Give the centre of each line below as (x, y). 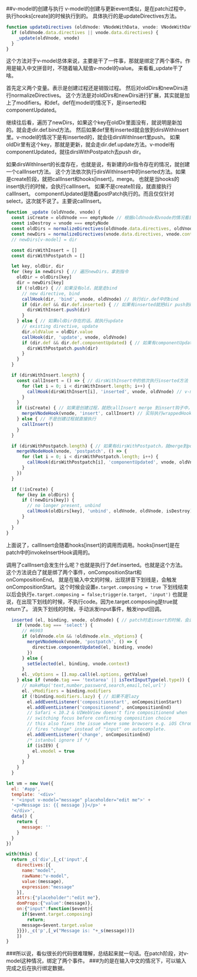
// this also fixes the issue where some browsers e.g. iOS (102, 724)
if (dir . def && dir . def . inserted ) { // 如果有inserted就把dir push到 (106, 304)
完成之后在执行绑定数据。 (37, 968)
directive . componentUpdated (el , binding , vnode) (93, 647)
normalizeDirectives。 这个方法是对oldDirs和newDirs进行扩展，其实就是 (98, 95)
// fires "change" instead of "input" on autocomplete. (97, 729)
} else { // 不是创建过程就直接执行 (57, 419)
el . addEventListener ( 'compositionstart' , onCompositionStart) (105, 702)
